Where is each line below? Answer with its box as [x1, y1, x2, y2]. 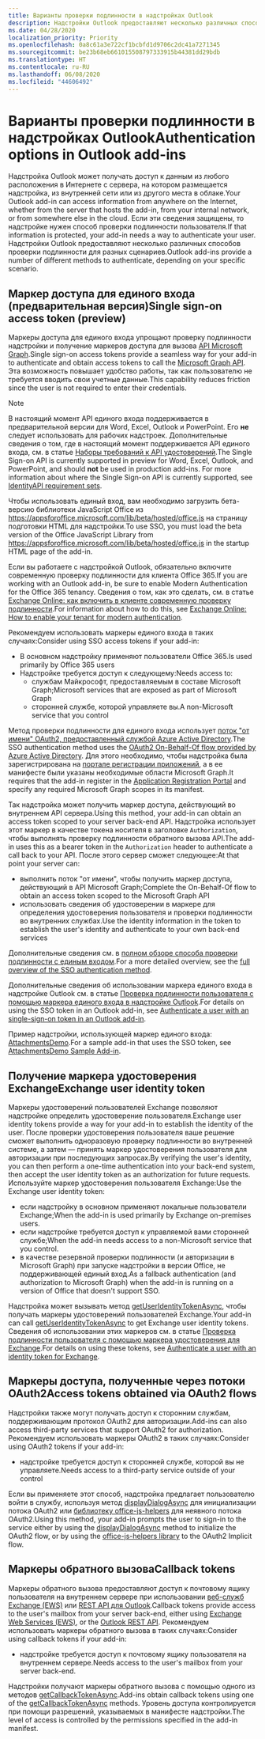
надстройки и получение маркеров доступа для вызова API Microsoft [8, 341, 243, 350]
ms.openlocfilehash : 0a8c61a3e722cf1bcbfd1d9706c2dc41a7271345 [8, 41, 221, 49]
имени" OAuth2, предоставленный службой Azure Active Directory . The [8, 734, 246, 744]
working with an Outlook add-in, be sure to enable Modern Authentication [8, 579, 248, 589]
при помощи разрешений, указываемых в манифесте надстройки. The [8, 1707, 245, 1716]
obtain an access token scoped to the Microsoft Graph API [19, 891, 211, 900]
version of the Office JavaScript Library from [8, 530, 154, 540]
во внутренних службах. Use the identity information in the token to [19, 916, 241, 926]
